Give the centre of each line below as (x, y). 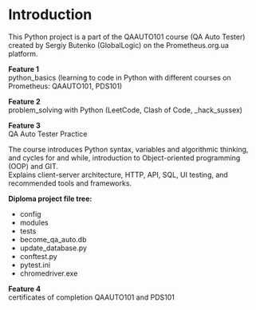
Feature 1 (24, 69)
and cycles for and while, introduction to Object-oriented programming (124, 158)
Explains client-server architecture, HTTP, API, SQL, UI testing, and (118, 175)
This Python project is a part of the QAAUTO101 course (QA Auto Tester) (127, 37)
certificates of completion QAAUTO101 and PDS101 (92, 297)
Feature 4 (25, 288)
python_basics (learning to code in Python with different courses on (120, 77)
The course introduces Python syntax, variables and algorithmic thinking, (128, 149)
